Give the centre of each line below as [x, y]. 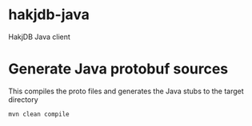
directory [23, 99]
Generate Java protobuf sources [118, 69]
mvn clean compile [39, 114]
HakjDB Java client [39, 37]
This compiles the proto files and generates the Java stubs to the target [126, 91]
